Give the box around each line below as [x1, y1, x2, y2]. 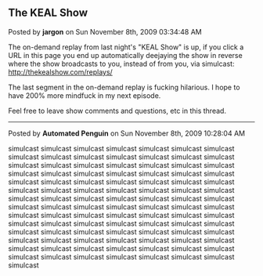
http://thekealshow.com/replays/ [8, 67, 113, 77]
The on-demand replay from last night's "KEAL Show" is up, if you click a [8, 42, 244, 52]
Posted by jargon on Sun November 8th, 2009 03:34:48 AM [8, 27, 202, 36]
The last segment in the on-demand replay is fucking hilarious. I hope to [8, 82, 240, 92]
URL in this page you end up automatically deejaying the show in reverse [8, 50, 243, 60]
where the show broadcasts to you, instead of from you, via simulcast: [8, 59, 235, 68]
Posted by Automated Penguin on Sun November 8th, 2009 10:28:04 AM [8, 129, 245, 138]
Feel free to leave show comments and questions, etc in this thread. [8, 106, 227, 115]
